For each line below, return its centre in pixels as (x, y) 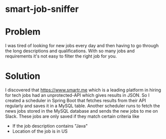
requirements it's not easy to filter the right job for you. (61, 56)
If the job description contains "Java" (50, 126)
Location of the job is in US (40, 131)
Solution (23, 76)
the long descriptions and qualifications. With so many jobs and (70, 51)
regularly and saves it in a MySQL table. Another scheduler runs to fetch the (83, 106)
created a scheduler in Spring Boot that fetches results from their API (76, 101)
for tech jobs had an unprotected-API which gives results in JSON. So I (77, 95)
